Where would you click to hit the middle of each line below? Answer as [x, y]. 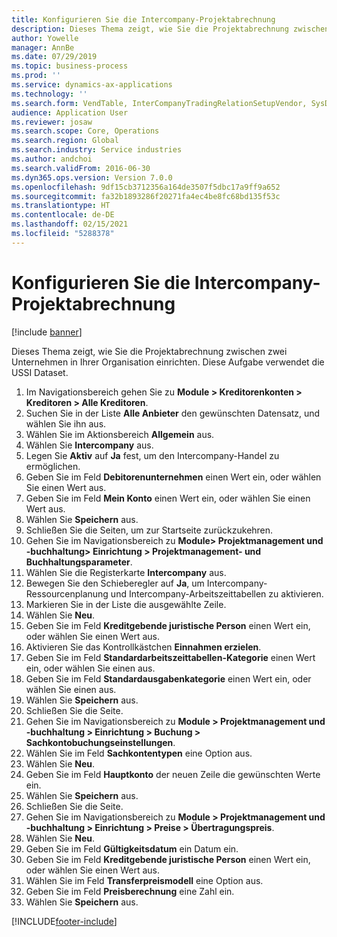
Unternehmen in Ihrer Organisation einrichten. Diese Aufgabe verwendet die [168, 362]
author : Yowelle [45, 38]
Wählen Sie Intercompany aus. [89, 445]
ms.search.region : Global [65, 141]
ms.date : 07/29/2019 [54, 57]
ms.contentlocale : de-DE [63, 215]
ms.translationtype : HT [61, 206]
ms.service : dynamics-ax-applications [92, 85]
